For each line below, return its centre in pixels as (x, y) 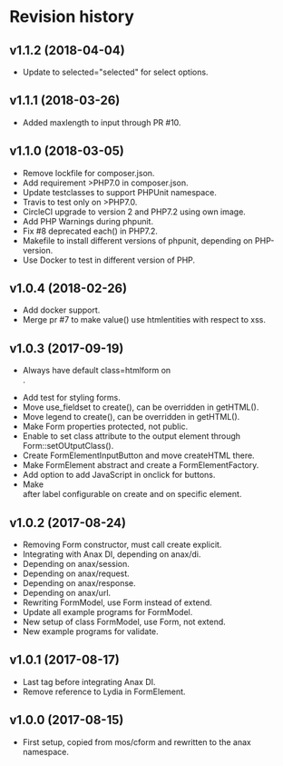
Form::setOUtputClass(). (68, 446)
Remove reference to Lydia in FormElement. (104, 691)
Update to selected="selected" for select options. (115, 72)
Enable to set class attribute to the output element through (132, 436)
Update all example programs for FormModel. (107, 612)
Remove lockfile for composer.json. (88, 173)
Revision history (72, 17)
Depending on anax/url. (67, 593)
